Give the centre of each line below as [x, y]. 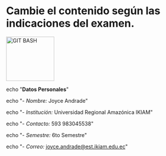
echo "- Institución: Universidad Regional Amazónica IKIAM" [79, 112]
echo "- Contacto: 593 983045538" [50, 123]
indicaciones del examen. [70, 23]
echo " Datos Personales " [38, 89]
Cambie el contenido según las [83, 11]
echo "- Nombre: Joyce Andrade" [47, 100]
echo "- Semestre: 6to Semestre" [47, 135]
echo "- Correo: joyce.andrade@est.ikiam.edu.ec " [67, 147]
